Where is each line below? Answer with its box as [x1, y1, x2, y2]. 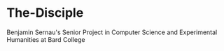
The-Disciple [6, 5, 84, 21]
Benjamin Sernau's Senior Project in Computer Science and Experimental [6, 28, 218, 36]
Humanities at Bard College [6, 35, 85, 43]
